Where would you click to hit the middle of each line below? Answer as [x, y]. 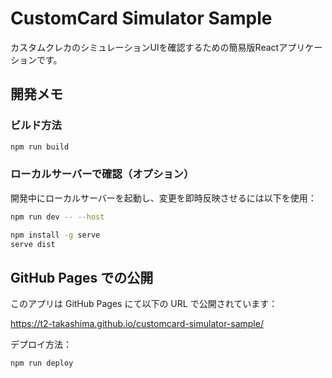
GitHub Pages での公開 [82, 277]
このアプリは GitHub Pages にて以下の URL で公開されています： [144, 304]
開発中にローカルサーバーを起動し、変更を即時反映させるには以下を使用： [163, 198]
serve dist [33, 244]
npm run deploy [42, 363]
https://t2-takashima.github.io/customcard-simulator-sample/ [137, 324]
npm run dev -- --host [57, 217]
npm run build [40, 147]
